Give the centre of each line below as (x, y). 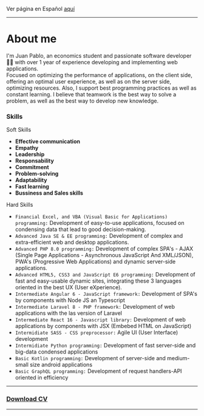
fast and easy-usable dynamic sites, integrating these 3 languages (98, 281)
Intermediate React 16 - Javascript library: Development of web (100, 320)
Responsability (35, 161)
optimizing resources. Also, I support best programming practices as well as (101, 88)
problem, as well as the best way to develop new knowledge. (83, 101)
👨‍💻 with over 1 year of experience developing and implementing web (92, 62)
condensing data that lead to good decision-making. (80, 229)
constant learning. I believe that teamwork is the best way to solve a (91, 94)
